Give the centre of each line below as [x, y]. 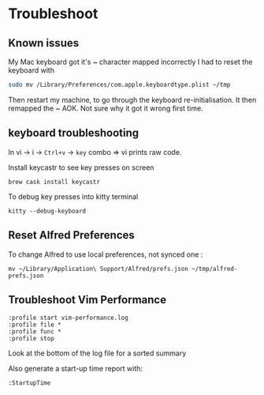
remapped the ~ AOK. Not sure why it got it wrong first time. [106, 108]
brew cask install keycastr [54, 182]
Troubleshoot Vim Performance [87, 300]
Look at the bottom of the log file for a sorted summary [97, 353]
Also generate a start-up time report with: [76, 369]
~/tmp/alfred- [215, 269]
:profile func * [35, 332]
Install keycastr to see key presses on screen [81, 167]
